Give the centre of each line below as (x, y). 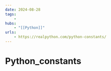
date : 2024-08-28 (23, 10)
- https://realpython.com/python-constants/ (60, 37)
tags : (11, 14)
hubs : (11, 23)
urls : (11, 32)
